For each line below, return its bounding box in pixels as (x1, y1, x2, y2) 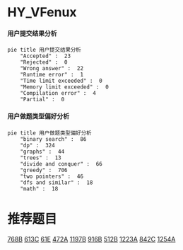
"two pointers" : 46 (20, 173, 83, 180)
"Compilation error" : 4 (20, 90, 97, 97)
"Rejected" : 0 (20, 59, 69, 66)
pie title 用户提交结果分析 (7, 47, 81, 54)
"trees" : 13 (20, 154, 61, 161)
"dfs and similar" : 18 (20, 178, 93, 186)
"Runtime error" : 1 (20, 72, 83, 79)
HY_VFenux (7, 4, 77, 21)
